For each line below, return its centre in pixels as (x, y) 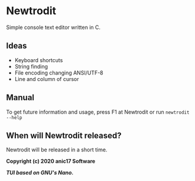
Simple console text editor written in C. (53, 27)
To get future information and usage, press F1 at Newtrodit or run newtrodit (98, 112)
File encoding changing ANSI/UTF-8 (59, 73)
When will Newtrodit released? (64, 135)
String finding (31, 66)
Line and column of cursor (47, 79)
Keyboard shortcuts (39, 60)
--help (14, 117)
